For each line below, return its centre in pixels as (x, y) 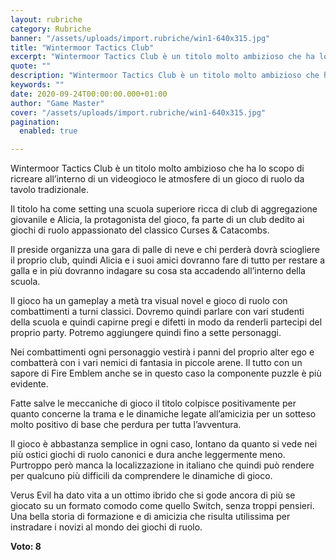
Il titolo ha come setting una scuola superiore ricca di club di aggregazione (164, 209)
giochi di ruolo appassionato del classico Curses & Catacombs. (140, 230)
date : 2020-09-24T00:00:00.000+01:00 (89, 94)
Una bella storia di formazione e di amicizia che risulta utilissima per (150, 517)
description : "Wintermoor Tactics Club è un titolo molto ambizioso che (165, 76)
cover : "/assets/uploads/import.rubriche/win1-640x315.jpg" (138, 112)
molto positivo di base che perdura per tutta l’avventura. (126, 425)
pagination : (35, 122)
